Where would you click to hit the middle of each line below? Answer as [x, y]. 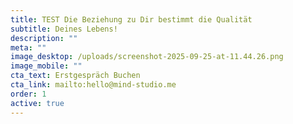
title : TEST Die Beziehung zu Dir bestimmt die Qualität [131, 19]
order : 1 [28, 94]
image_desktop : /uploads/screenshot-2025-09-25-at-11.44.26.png [147, 57]
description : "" [44, 38]
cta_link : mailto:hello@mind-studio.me [93, 85]
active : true [37, 103]
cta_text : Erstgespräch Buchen [75, 76]
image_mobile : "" [46, 66]
